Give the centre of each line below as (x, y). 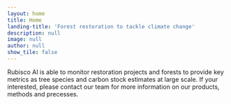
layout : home (26, 14)
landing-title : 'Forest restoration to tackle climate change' (101, 26)
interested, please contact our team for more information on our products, (113, 87)
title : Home (24, 20)
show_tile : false (32, 53)
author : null (26, 46)
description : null (34, 33)
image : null (24, 40)
